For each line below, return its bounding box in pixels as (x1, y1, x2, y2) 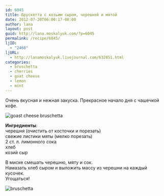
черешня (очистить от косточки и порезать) (5, 128, 101, 134)
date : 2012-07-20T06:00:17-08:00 (5, 17, 76, 22)
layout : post (5, 26, 33, 32)
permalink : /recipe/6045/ (5, 36, 60, 41)
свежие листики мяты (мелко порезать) (5, 133, 93, 139)
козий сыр (5, 149, 28, 155)
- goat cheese (10, 74, 40, 79)
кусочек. (5, 170, 24, 176)
